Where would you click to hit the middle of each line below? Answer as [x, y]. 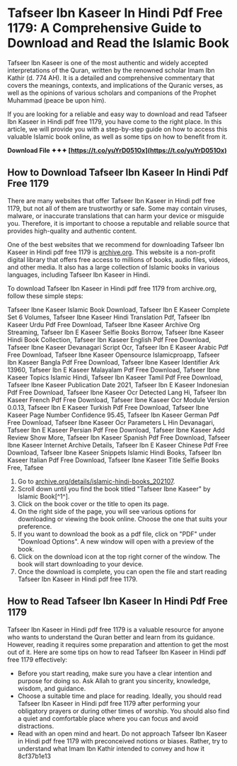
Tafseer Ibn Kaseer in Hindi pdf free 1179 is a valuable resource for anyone [116, 629]
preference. [35, 526]
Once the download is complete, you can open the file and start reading [122, 571]
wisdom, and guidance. [52, 688]
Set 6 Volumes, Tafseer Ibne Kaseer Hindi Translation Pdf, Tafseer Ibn [109, 317]
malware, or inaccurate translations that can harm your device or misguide [116, 216]
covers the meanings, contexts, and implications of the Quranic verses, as [115, 85]
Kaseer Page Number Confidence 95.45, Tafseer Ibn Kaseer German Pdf [113, 415]
